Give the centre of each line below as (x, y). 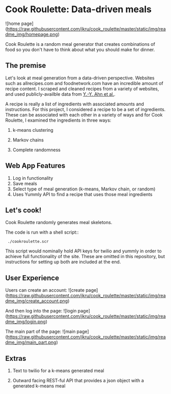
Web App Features (35, 166)
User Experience (32, 278)
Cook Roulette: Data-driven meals (78, 9)
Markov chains (28, 140)
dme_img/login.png (25, 322)
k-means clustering (33, 130)
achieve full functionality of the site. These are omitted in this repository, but (85, 257)
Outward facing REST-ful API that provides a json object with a (78, 381)
